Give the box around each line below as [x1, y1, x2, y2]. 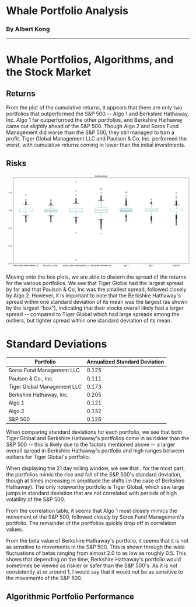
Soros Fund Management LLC [8, 367, 80, 374]
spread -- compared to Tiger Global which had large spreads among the [6, 310, 180, 317]
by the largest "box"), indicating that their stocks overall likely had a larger [6, 304, 184, 311]
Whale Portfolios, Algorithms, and [6, 53, 174, 66]
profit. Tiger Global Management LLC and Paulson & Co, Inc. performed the [6, 135, 187, 142]
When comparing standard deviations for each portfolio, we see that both [6, 428, 183, 435]
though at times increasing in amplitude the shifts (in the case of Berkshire [6, 477, 185, 484]
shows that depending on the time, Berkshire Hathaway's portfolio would [6, 556, 181, 563]
